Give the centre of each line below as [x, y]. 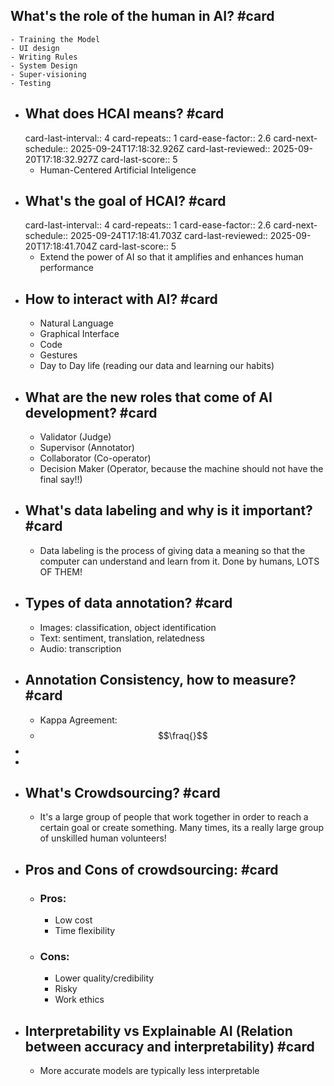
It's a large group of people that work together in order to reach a [174, 817]
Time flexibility [85, 930]
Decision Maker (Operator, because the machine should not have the [181, 469]
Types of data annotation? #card [128, 603]
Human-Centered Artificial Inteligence [118, 170]
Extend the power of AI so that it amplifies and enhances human [171, 257]
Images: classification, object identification [128, 627]
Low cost [73, 920]
